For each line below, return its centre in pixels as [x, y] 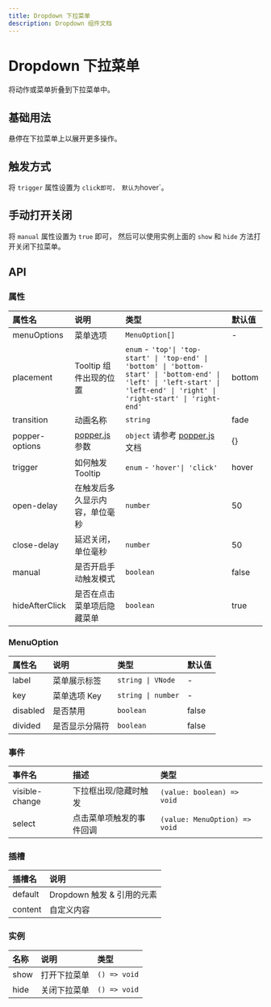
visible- [27, 791]
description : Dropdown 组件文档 [60, 23]
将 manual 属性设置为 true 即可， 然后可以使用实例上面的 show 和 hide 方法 [131, 236]
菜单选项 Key [77, 695]
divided [27, 725]
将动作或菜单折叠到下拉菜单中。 [61, 90]
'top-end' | [185, 358]
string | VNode [146, 680]
